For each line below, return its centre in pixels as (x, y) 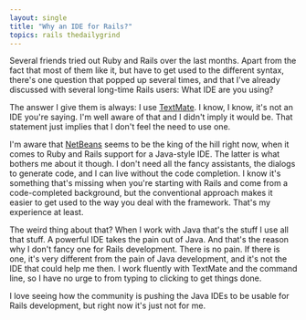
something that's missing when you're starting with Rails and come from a (149, 183)
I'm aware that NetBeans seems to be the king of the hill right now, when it (149, 145)
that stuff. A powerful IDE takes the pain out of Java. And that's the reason (149, 240)
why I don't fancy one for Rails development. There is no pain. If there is (145, 249)
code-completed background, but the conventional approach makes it (141, 193)
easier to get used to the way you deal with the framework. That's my (140, 202)
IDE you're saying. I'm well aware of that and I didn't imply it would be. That (151, 117)
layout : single (38, 18)
